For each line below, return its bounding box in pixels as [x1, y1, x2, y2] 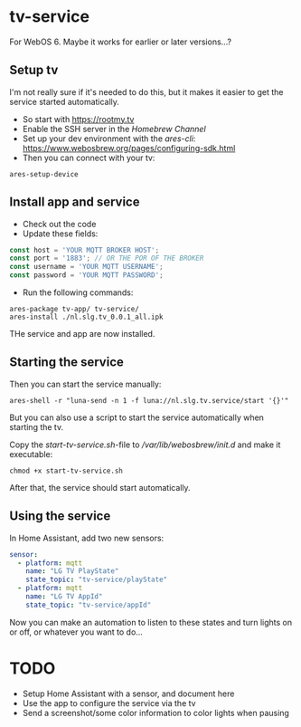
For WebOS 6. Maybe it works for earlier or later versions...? [9, 36, 232, 47]
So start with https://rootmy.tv [22, 113, 135, 124]
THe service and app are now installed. [9, 329, 155, 340]
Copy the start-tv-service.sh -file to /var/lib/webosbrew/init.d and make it [9, 439, 281, 450]
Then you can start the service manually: [9, 378, 162, 389]
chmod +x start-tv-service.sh [9, 466, 124, 475]
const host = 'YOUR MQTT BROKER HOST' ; [9, 245, 160, 254]
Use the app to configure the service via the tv [22, 697, 196, 708]
